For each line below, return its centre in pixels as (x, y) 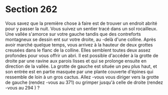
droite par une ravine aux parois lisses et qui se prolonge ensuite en (76, 61)
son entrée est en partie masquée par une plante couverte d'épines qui (79, 71)
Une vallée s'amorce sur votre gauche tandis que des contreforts (73, 34)
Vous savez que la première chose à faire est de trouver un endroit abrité (81, 23)
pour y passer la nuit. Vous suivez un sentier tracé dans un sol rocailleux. (81, 28)
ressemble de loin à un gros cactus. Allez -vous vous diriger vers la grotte (82, 77)
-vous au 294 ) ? (23, 87)
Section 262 (31, 9)
